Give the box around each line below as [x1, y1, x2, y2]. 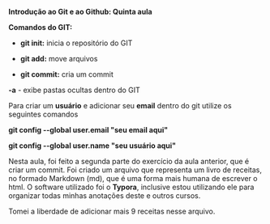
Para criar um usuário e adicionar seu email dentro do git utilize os [8, 101, 233, 110]
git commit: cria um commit [19, 70, 114, 79]
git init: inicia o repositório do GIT [19, 38, 133, 48]
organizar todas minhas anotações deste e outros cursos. [8, 191, 201, 201]
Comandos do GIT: [8, 23, 73, 32]
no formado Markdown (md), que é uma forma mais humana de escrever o [8, 174, 258, 183]
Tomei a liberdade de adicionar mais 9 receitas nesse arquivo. [8, 206, 216, 216]
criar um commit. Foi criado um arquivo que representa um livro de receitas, [8, 165, 262, 175]
